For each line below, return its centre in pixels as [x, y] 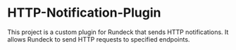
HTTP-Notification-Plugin [84, 13]
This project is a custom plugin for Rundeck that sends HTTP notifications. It [118, 32]
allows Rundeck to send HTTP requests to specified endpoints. [99, 39]
